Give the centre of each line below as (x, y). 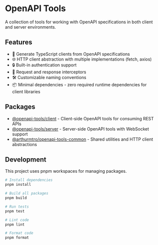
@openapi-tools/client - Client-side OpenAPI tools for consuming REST (83, 118)
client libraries (26, 91)
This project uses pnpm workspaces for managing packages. (66, 171)
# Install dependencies (29, 180)
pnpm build (16, 198)
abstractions (24, 144)
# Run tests (17, 207)
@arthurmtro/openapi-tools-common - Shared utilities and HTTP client (82, 139)
